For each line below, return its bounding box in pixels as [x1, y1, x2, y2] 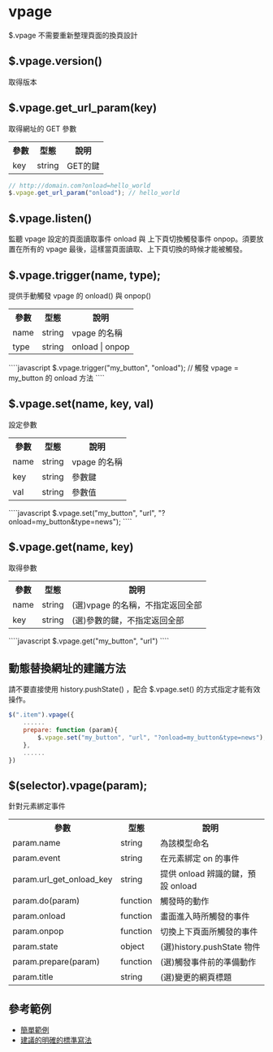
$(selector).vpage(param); [8, 778, 148, 792]
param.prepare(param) [12, 956, 100, 968]
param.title [12, 972, 54, 983]
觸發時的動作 [159, 896, 210, 907]
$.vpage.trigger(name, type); [8, 268, 161, 282]
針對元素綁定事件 [8, 801, 66, 811]
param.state [12, 941, 58, 952]
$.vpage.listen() [8, 211, 92, 225]
